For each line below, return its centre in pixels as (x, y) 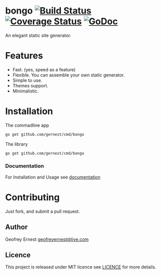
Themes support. (30, 85)
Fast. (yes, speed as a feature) (44, 69)
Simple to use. (27, 80)
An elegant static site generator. (38, 35)
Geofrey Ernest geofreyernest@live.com (47, 239)
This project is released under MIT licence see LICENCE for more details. (81, 267)
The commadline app (27, 125)
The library (17, 144)
